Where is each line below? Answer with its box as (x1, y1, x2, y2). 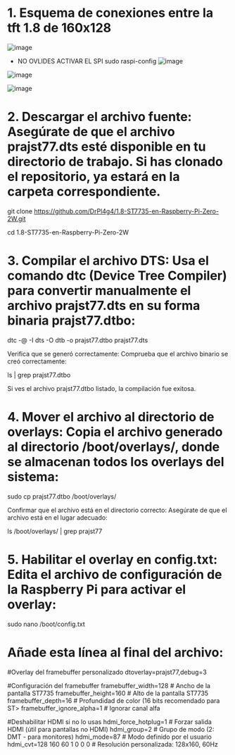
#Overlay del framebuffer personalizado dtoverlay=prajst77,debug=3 (7, 668, 208, 676)
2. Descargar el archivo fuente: (7, 109, 192, 125)
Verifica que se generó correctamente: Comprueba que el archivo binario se (7, 349, 229, 358)
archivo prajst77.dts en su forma (7, 298, 201, 314)
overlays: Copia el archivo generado (7, 424, 223, 439)
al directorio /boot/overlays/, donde (7, 439, 220, 455)
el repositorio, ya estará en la (7, 169, 180, 185)
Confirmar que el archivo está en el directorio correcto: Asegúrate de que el (7, 506, 227, 514)
